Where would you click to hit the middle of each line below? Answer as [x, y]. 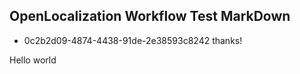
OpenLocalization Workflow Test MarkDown [150, 16]
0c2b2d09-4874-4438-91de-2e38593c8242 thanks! [133, 40]
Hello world [33, 60]
